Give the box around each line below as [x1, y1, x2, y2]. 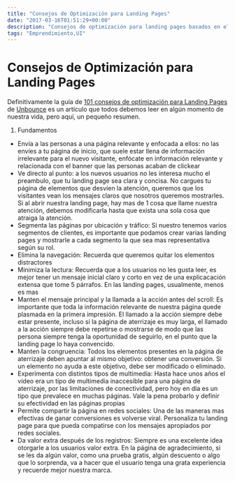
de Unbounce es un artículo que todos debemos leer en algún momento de [7, 105, 224, 114]
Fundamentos [17, 126, 57, 135]
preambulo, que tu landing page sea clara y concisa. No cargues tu [17, 177, 211, 185]
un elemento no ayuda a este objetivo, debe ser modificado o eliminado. [17, 362, 226, 371]
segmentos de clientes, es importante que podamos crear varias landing [17, 228, 227, 237]
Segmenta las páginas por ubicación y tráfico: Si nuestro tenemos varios [17, 221, 227, 230]
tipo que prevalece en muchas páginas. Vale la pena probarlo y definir [17, 392, 220, 400]
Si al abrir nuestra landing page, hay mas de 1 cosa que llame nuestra [17, 199, 218, 207]
